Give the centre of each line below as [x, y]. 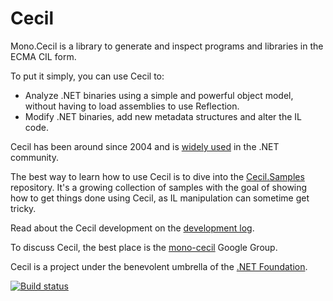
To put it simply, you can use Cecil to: [87, 76]
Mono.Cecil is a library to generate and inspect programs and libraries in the [167, 46]
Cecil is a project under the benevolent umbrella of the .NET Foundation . [159, 266]
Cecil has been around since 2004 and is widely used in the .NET [145, 146]
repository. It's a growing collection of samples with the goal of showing [159, 187]
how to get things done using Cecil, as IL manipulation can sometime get [160, 198]
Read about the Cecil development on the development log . [132, 228]
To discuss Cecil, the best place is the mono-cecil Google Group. [144, 247]
